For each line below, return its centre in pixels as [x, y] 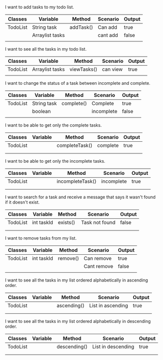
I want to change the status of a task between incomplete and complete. [78, 83]
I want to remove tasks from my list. [41, 238]
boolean [41, 111]
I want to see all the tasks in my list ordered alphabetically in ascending [77, 280]
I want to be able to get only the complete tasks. [53, 125]
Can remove [98, 258]
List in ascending [109, 305]
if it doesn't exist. [22, 202]
